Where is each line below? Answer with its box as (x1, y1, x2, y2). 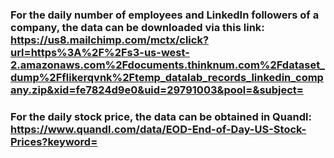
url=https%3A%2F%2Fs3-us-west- (10, 45, 190, 59)
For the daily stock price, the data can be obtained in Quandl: (10, 109, 312, 123)
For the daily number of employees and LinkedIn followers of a (10, 8, 320, 22)
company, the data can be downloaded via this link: (10, 20, 265, 34)
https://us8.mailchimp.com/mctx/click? (10, 33, 210, 47)
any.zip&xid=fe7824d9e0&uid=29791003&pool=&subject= (10, 83, 304, 97)
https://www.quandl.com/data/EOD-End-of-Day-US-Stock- (10, 122, 307, 136)
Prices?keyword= (10, 134, 98, 148)
